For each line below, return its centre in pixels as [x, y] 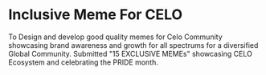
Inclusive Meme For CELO [96, 15]
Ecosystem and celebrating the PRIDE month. [84, 62]
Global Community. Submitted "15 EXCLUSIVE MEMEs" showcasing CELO [131, 53]
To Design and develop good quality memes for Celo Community [115, 37]
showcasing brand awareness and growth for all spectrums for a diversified [133, 45]
